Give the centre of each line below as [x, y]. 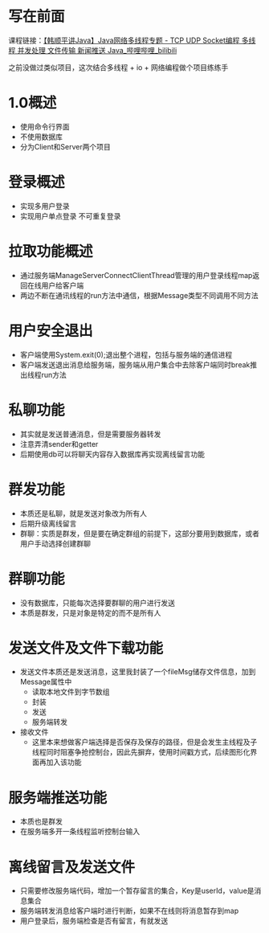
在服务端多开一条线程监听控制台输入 [80, 832]
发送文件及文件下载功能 [86, 648]
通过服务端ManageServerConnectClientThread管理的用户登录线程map [136, 275]
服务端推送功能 [58, 798]
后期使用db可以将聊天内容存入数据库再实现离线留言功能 [112, 454]
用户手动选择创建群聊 [55, 543]
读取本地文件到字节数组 [71, 692]
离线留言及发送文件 [72, 867]
